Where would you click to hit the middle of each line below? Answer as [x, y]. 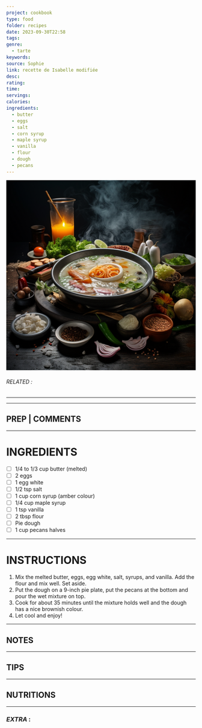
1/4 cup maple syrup [40, 502]
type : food [20, 19]
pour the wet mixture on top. [50, 597]
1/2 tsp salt [28, 489]
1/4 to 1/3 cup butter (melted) [51, 469]
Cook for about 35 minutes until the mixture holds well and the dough [101, 603]
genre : [14, 45]
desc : [13, 76]
